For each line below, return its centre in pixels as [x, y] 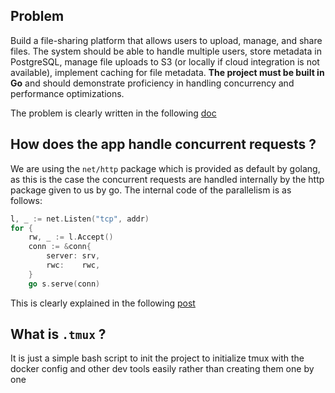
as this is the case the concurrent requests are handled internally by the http [167, 179]
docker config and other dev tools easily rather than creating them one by [162, 369]
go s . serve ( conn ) [64, 284]
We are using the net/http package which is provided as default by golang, [165, 168]
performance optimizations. [67, 93]
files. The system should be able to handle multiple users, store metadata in [166, 51]
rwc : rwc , [73, 265]
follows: [26, 200]
